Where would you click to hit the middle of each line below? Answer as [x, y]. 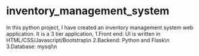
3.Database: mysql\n [32, 46]
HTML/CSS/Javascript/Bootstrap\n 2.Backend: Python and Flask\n [88, 40]
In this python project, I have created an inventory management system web [100, 27]
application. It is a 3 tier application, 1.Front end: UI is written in [83, 33]
